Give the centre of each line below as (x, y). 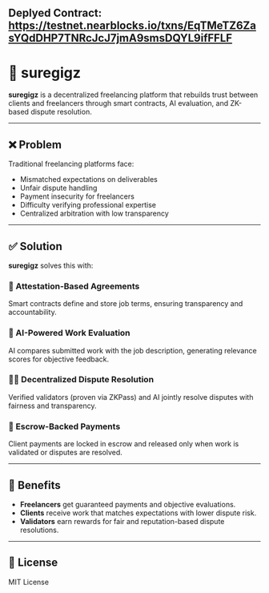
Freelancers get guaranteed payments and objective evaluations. (128, 504)
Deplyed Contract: (55, 13)
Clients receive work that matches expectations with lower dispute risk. (138, 513)
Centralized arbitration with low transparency (94, 214)
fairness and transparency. (52, 405)
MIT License (29, 582)
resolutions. (39, 530)
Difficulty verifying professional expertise (88, 205)
